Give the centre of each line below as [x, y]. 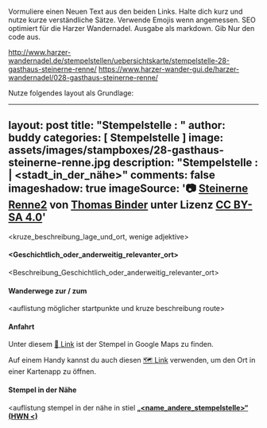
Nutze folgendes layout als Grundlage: [71, 93]
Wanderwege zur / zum [48, 290]
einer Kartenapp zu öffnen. [52, 372]
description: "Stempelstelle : [185, 163]
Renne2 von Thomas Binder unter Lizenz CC [120, 205]
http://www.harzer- [40, 52]
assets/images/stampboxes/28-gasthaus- [116, 150]
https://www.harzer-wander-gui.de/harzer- [169, 69]
